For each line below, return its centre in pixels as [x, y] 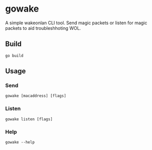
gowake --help [20, 142]
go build [14, 56]
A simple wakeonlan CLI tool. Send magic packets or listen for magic [76, 23]
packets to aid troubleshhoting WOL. [43, 28]
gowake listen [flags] [29, 119]
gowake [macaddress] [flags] [36, 96]
